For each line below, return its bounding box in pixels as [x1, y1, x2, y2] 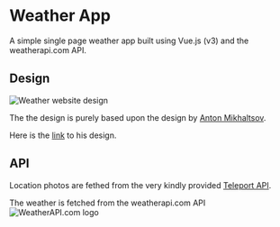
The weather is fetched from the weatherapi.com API [9, 197, 206, 208]
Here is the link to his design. [9, 130, 117, 141]
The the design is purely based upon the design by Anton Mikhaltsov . [9, 112, 266, 123]
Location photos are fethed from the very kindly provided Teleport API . [9, 179, 272, 190]
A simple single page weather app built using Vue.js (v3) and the [9, 35, 249, 46]
